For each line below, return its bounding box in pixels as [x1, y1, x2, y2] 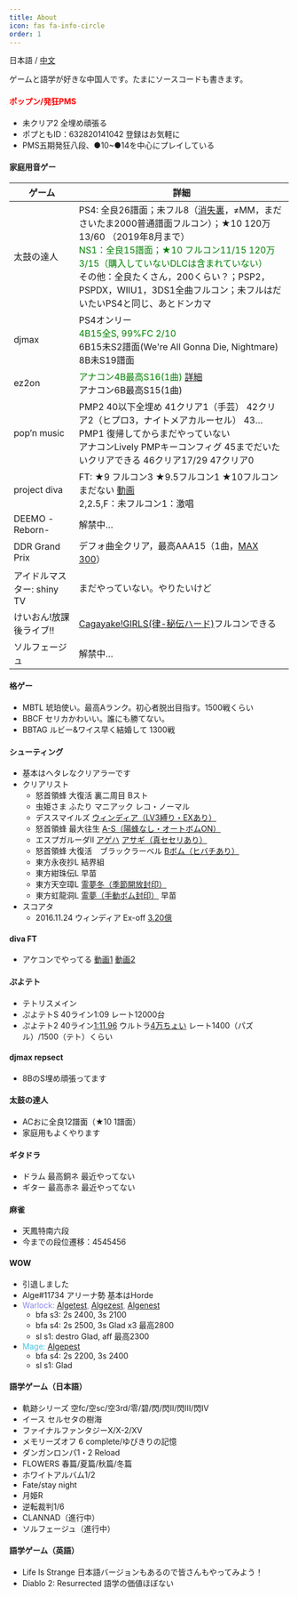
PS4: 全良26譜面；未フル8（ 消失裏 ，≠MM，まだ [78, 204, 282, 216]
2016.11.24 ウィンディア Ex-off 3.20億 [35, 913, 173, 924]
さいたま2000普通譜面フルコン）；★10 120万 [78, 217, 271, 230]
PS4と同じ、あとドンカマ [105, 297, 212, 310]
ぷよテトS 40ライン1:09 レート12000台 [21, 1009, 166, 1020]
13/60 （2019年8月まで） [78, 230, 191, 243]
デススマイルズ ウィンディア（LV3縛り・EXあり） [35, 812, 217, 823]
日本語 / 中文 [9, 55, 56, 66]
